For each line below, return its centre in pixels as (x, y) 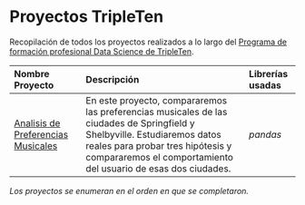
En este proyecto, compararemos (157, 100)
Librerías (269, 73)
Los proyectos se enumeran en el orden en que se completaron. (129, 190)
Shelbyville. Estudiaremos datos (154, 134)
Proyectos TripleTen (87, 17)
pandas (266, 134)
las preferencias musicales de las (157, 112)
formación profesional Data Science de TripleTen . (102, 51)
